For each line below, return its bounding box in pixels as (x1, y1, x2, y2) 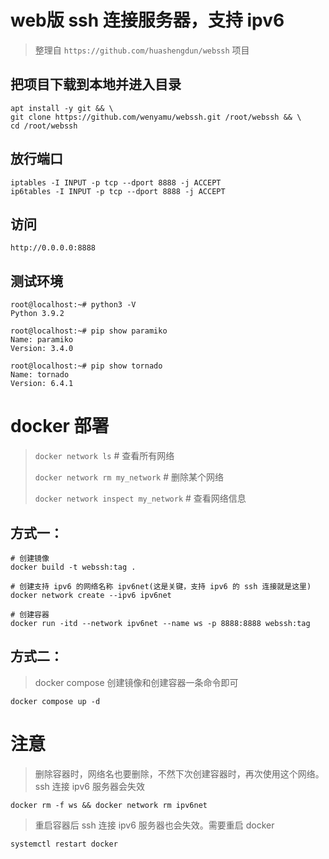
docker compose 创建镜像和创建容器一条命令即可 (34, 676, 239, 688)
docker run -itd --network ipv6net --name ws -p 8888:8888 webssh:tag (10, 618, 311, 628)
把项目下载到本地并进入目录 (10, 76, 182, 93)
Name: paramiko (10, 335, 74, 345)
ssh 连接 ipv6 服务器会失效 (34, 780, 145, 792)
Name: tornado (10, 370, 70, 380)
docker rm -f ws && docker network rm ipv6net (10, 800, 208, 810)
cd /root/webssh (10, 121, 78, 131)
